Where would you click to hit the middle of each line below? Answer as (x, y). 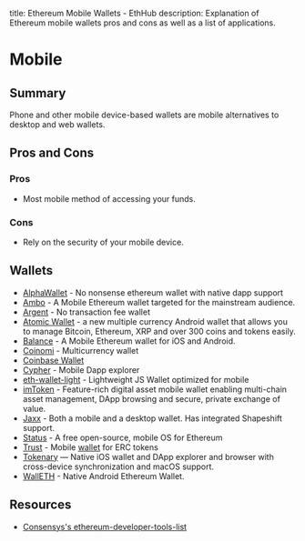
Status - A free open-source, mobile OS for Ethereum (122, 437)
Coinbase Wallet (53, 360)
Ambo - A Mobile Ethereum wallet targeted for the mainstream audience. (159, 302)
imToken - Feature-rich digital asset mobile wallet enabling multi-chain (155, 389)
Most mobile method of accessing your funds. (109, 198)
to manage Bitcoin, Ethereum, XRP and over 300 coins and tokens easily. (159, 331)
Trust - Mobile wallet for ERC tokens (91, 447)
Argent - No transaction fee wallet (86, 312)
